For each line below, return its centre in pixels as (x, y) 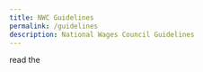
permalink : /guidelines (54, 26)
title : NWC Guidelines (52, 18)
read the (25, 60)
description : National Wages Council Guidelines (102, 34)
